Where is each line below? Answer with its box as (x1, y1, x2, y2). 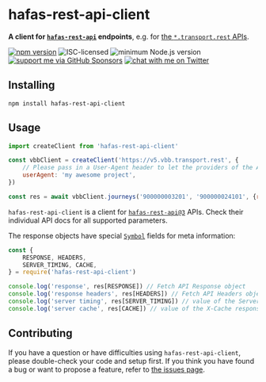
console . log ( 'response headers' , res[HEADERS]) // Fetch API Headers (8, 290, 243, 298)
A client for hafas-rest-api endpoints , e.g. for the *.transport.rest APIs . (8, 32, 249, 41)
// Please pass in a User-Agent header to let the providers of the (22, 164, 253, 172)
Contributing (8, 327, 73, 340)
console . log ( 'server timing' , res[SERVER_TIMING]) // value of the (8, 297, 236, 306)
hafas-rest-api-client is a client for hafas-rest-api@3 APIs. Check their (8, 207, 244, 216)
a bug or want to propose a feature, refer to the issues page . (8, 365, 206, 374)
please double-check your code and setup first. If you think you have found (8, 356, 255, 365)
